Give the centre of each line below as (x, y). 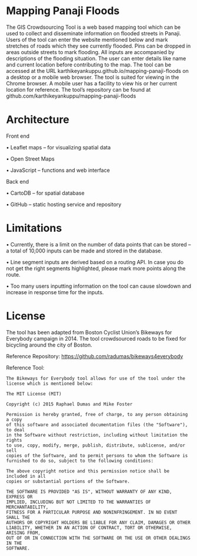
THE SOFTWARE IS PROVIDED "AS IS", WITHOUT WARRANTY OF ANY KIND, (89, 492)
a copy (14, 420)
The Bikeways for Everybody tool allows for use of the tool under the (96, 378)
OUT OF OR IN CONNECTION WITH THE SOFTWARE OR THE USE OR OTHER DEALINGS (98, 538)
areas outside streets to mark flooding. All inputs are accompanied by (90, 52)
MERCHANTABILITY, (27, 507)
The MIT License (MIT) (34, 394)
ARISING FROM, (24, 533)
